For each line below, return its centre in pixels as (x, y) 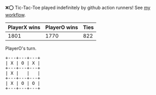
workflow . (15, 15)
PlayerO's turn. (21, 48)
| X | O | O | (23, 83)
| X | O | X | (23, 63)
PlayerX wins (24, 27)
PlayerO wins (62, 27)
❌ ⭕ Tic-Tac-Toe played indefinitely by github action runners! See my (78, 8)
